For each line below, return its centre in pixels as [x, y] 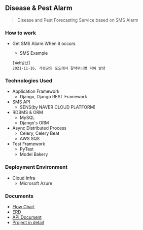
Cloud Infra [24, 178]
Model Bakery [34, 154]
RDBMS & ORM [28, 113]
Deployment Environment [36, 167]
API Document [27, 217]
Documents [19, 196]
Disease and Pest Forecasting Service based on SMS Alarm [78, 20]
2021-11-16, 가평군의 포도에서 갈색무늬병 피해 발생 [59, 69]
